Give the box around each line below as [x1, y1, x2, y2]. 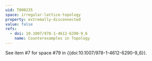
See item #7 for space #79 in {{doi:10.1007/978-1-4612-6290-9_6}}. [5, 49, 147, 56]
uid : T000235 [5, 7, 33, 13]
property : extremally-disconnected [5, 17, 81, 22]
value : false [5, 21, 33, 27]
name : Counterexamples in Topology [14, 36, 90, 41]
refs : [5, 26, 17, 32]
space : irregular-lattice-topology [5, 12, 81, 17]
